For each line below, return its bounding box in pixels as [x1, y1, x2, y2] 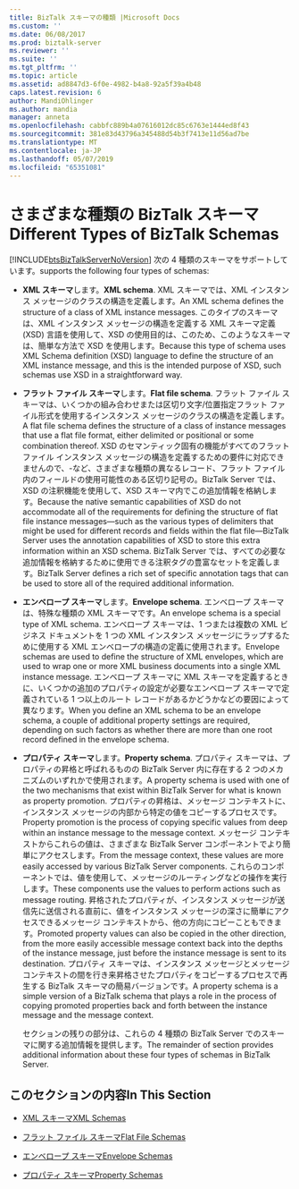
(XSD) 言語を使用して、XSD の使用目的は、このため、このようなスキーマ [21, 329, 291, 340]
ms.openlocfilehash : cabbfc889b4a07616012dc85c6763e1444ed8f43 [9, 122, 250, 131]
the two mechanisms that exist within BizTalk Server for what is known [21, 785, 281, 796]
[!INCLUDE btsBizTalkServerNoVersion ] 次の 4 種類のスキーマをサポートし [9, 254, 281, 265]
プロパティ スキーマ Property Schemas [21, 1169, 163, 1181]
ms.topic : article [9, 72, 78, 81]
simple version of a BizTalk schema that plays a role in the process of [21, 990, 278, 1002]
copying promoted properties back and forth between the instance [21, 1000, 268, 1011]
